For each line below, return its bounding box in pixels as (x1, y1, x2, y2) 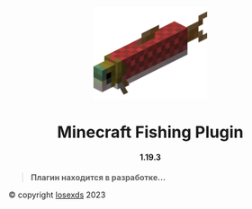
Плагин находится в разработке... (30, 171, 166, 182)
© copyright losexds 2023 (8, 189, 106, 200)
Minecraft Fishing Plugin (57, 122, 244, 142)
